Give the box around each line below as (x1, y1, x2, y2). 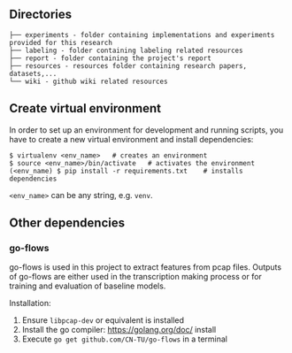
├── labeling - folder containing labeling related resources (9, 46, 243, 55)
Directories (9, 7, 73, 22)
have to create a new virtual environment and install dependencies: (9, 134, 254, 144)
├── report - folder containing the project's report (9, 53, 212, 63)
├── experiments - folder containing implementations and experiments (9, 30, 275, 39)
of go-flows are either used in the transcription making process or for (9, 272, 263, 282)
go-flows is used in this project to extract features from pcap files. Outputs (9, 262, 281, 272)
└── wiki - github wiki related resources (9, 77, 168, 86)
